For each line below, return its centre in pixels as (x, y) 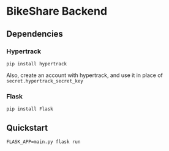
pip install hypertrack (37, 64)
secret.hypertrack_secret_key (45, 81)
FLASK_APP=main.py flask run (43, 142)
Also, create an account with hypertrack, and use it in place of (85, 75)
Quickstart (27, 127)
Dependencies (35, 34)
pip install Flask (30, 109)
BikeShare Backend (57, 11)
